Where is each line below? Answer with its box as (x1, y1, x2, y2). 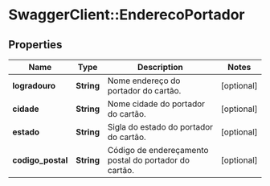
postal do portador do (107, 155, 190, 166)
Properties (8, 38, 63, 52)
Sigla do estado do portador (107, 122, 214, 132)
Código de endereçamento (107, 145, 209, 155)
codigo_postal (12, 155, 68, 166)
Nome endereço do (107, 75, 181, 86)
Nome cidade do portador (107, 98, 206, 110)
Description (137, 62, 183, 72)
